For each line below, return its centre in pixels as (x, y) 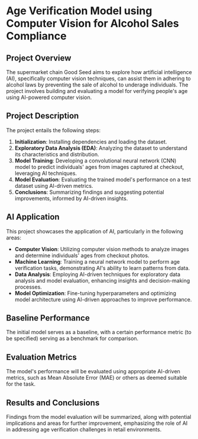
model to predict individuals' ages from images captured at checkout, (99, 166)
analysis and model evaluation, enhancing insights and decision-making (102, 280)
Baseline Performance (48, 318)
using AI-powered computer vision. (49, 97)
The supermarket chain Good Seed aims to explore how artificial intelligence (99, 72)
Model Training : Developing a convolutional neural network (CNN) (95, 161)
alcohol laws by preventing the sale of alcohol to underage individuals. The (97, 85)
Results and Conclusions (53, 403)
